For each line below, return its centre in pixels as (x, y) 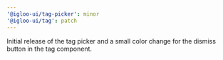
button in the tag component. (50, 49)
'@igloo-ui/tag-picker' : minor (53, 14)
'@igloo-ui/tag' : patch (42, 21)
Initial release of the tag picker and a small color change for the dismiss (111, 41)
